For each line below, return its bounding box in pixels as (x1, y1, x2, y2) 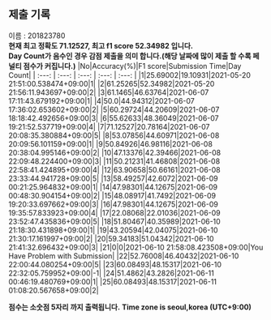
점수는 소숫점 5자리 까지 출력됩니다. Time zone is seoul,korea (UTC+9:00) (8, 302, 252, 312)
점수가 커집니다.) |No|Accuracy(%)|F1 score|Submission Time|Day (23, 61, 242, 70)
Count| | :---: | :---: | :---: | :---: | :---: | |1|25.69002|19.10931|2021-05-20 (8, 70, 252, 79)
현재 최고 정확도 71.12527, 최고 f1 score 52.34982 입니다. (8, 41, 193, 50)
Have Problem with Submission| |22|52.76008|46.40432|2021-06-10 (8, 250, 239, 261)
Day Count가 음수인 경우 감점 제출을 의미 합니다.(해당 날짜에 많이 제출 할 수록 (8, 51, 252, 61)
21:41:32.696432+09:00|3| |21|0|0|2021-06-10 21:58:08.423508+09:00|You (8, 242, 264, 252)
